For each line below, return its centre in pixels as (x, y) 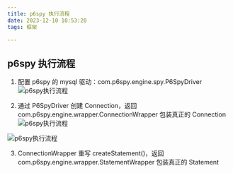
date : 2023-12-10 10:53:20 (47, 20)
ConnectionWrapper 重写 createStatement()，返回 (91, 153)
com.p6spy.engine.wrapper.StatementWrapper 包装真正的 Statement (118, 162)
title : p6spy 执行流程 (39, 14)
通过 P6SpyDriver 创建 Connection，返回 (77, 106)
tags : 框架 (22, 27)
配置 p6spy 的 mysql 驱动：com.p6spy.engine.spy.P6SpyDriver (110, 82)
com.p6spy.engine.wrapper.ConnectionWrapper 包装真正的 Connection (122, 114)
